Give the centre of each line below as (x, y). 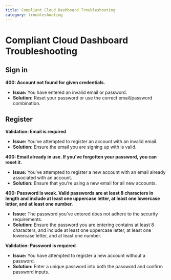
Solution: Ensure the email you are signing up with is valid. (74, 147)
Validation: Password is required (40, 246)
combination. (27, 103)
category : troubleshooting (34, 15)
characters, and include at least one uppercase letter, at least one (82, 230)
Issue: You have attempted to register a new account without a (79, 256)
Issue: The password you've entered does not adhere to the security (85, 214)
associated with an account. (42, 178)
